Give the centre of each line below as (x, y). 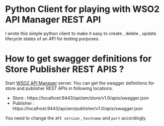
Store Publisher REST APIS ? (65, 69)
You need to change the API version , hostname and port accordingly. (76, 118)
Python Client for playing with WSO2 (82, 9)
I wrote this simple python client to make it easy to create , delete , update (81, 33)
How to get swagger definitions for (79, 59)
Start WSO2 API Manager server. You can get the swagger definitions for (80, 83)
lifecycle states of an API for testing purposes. (52, 39)
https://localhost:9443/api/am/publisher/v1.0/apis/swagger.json (78, 108)
